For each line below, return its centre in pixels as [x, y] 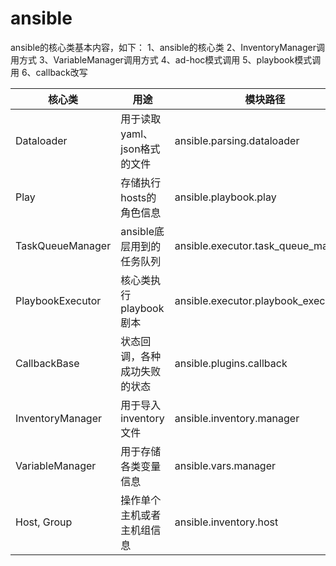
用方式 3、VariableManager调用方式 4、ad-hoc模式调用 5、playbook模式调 [166, 59]
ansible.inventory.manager [237, 418]
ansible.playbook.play [225, 197]
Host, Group [44, 522]
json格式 [140, 149]
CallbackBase [47, 363]
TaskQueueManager [63, 245]
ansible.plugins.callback [231, 363]
